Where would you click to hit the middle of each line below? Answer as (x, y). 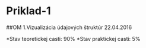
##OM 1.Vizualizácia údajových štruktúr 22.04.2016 (69, 27)
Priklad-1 (29, 11)
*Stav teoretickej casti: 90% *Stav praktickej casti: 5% (73, 39)
